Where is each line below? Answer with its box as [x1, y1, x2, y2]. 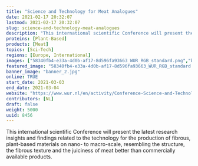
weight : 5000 [6, 107, 38, 113]
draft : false [6, 101, 38, 107]
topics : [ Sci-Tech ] [6, 47, 54, 53]
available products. [6, 153, 52, 160]
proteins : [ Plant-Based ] [6, 36, 67, 42]
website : [6, 90, 28, 96]
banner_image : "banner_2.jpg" [6, 69, 81, 74]
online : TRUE [6, 74, 38, 80]
